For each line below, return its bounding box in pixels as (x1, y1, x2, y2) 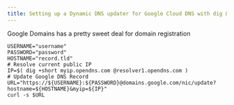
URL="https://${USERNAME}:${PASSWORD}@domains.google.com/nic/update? (7, 79, 217, 86)
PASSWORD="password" (7, 49, 68, 56)
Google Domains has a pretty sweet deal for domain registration (7, 29, 191, 38)
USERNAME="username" (7, 42, 68, 49)
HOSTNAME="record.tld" (7, 55, 73, 62)
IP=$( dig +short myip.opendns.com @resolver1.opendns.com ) (7, 67, 189, 74)
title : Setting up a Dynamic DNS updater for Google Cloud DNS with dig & (7, 10, 229, 17)
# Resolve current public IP (7, 60, 92, 68)
